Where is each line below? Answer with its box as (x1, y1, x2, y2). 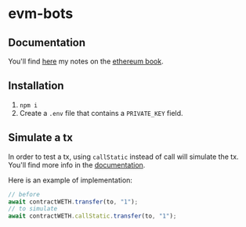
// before (8, 190, 41, 198)
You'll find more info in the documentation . (8, 160, 146, 169)
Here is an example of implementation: (8, 175, 133, 185)
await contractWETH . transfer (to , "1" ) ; (8, 197, 139, 206)
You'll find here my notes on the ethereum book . (8, 56, 164, 66)
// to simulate (8, 205, 58, 213)
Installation (8, 79, 64, 92)
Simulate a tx (8, 131, 73, 145)
